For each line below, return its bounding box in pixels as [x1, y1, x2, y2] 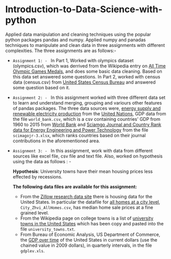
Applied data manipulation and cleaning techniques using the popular [5, 31, 152, 37]
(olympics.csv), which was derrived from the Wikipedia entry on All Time [12, 63, 166, 69]
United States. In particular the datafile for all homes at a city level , [20, 199, 161, 205]
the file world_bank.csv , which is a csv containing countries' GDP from [12, 116, 161, 122]
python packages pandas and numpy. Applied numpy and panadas [5, 37, 146, 43]
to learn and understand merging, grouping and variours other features [12, 99, 162, 106]
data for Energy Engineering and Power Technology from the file [12, 126, 149, 133]
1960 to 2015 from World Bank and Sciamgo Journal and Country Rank [12, 121, 162, 127]
